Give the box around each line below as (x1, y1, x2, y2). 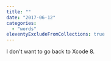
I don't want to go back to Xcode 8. (6, 48, 95, 55)
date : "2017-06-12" (6, 14, 56, 21)
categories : (6, 20, 37, 26)
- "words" (12, 25, 37, 32)
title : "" (6, 8, 32, 15)
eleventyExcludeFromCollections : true (6, 31, 105, 37)
